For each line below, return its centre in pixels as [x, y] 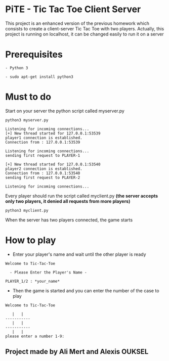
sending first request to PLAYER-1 [43, 155]
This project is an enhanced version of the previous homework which [77, 23]
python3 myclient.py [27, 210]
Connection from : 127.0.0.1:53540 [43, 173]
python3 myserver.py [27, 120]
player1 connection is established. [44, 138]
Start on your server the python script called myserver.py [65, 111]
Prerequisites [34, 55]
